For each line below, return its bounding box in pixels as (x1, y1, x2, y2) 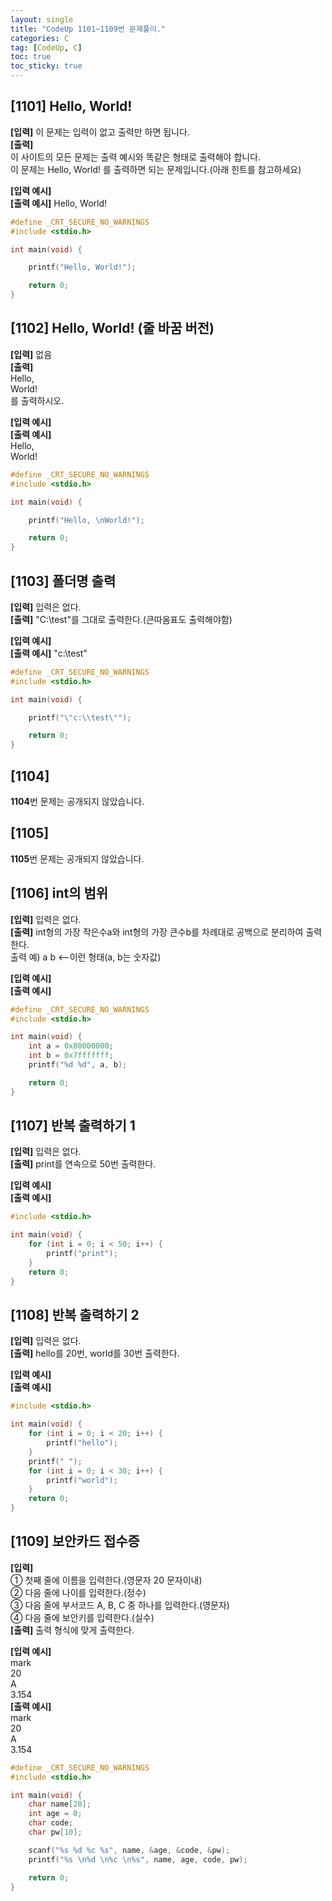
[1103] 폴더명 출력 (10, 572, 117, 590)
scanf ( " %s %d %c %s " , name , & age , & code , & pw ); (28, 1845, 231, 1855)
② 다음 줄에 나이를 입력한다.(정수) (10, 1586, 147, 1598)
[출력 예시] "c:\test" (10, 647, 88, 659)
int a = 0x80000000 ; (28, 1041, 114, 1051)
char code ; (28, 1818, 74, 1828)
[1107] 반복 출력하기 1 (10, 1117, 136, 1135)
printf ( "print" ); (46, 1249, 118, 1259)
